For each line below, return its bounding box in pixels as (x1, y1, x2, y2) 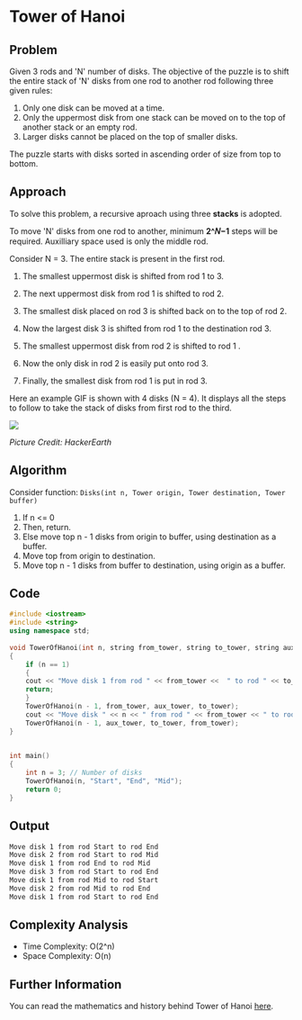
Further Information (9, 977, 122, 992)
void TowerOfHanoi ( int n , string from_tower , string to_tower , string (9, 643, 280, 652)
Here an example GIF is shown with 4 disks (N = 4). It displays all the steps (9, 393, 287, 403)
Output (9, 818, 49, 834)
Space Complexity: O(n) (22, 951, 112, 961)
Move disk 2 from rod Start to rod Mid (9, 851, 159, 860)
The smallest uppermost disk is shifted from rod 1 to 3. (22, 270, 225, 281)
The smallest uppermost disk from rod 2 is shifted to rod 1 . (22, 340, 241, 351)
